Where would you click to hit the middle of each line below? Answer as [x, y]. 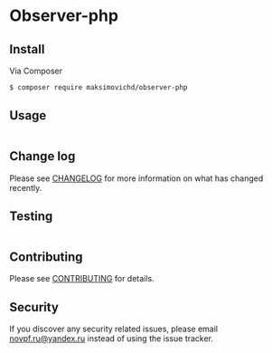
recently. [26, 187]
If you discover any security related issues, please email [114, 329]
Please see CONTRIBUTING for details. [82, 279]
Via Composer [36, 71]
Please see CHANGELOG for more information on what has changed [136, 178]
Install [27, 49]
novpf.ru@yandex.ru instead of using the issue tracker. [112, 338]
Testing [31, 216]
